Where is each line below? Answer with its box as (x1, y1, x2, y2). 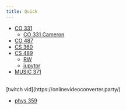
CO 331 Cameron (23, 30, 65, 38)
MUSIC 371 (14, 68, 42, 75)
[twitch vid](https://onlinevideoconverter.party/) (6, 85, 121, 92)
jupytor (23, 62, 41, 69)
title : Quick (6, 8, 38, 15)
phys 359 (14, 97, 38, 104)
